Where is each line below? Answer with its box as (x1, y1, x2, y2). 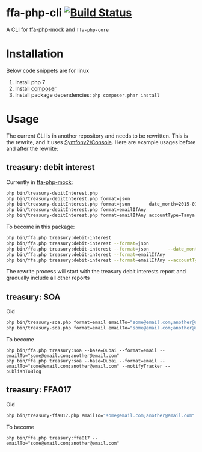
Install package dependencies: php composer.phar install (14, 91, 160, 99)
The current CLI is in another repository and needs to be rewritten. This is (6, 132, 188, 139)
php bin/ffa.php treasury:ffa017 (6, 435, 90, 441)
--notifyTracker (121, 363, 163, 369)
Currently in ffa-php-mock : (6, 178, 73, 186)
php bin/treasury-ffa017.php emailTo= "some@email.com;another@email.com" (6, 412, 195, 418)
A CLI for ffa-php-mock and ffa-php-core (6, 26, 109, 33)
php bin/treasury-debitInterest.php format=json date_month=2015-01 (6, 201, 198, 207)
